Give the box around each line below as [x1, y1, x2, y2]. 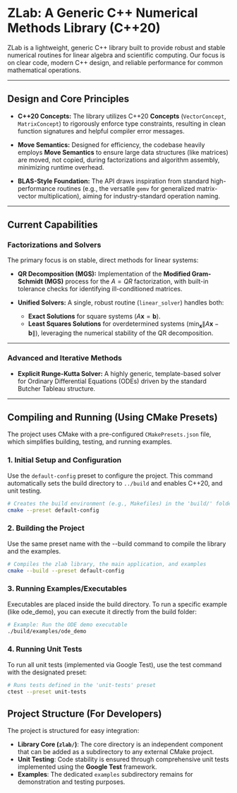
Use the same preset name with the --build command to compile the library [7, 539, 226, 548]
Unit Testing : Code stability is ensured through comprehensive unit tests [17, 755, 229, 764]
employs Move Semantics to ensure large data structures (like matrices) [17, 148, 229, 156]
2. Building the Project [7, 523, 85, 533]
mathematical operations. [7, 66, 81, 74]
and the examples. [7, 546, 61, 556]
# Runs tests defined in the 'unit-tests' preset [7, 681, 157, 688]
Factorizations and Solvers [7, 240, 102, 250]
